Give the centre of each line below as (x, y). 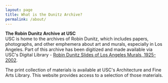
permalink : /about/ (26, 19)
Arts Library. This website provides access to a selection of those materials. (84, 75)
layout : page (19, 10)
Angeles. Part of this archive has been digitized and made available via (79, 50)
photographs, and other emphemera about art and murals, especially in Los (84, 44)
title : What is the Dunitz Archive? (44, 15)
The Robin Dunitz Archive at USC (40, 34)
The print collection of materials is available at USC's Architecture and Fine (83, 70)
